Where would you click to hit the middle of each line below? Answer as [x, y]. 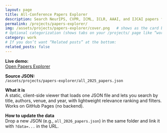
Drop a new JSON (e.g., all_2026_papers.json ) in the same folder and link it [83, 121]
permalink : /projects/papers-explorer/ [46, 24]
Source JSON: [20, 76]
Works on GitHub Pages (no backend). [44, 106]
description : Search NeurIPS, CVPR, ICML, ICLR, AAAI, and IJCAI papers [82, 19]
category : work [21, 38]
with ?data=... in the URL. [32, 126]
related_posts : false [28, 47]
